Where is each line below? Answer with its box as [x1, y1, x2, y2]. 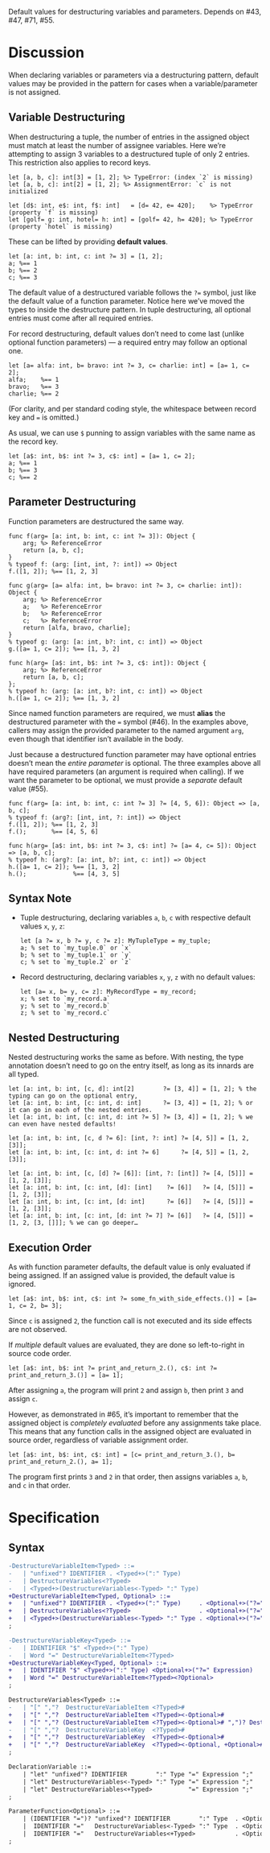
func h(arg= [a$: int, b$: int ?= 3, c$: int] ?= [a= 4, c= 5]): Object [8, 842, 257, 850]
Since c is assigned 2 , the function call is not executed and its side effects [8, 1316, 252, 1326]
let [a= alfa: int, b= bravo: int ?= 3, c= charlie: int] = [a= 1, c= [8, 362, 250, 370]
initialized [8, 187, 48, 196]
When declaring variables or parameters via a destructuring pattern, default [8, 70, 259, 80]
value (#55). [8, 784, 49, 793]
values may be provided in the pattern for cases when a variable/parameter [8, 78, 259, 88]
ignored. [8, 1280, 36, 1288]
